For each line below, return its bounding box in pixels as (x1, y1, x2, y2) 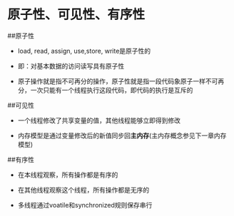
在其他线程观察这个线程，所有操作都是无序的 (17, 185, 150, 194)
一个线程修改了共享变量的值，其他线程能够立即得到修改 (17, 115, 180, 125)
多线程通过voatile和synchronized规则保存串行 (17, 200, 153, 209)
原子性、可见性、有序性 (7, 6, 146, 23)
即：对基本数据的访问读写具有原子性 (17, 61, 125, 70)
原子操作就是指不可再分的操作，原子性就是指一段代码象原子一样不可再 (17, 76, 225, 86)
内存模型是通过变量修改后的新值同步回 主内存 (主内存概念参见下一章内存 (17, 131, 227, 140)
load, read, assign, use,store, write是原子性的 (17, 46, 151, 55)
